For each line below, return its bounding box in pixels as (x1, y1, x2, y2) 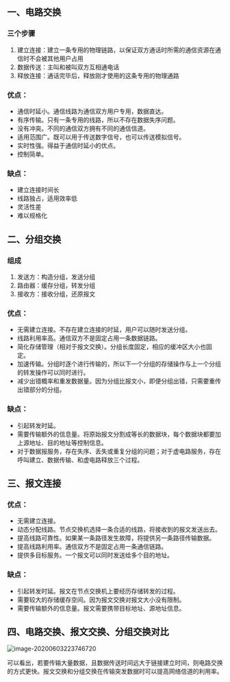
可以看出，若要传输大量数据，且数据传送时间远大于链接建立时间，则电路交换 (7, 659, 223, 667)
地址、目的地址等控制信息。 (29, 438, 107, 447)
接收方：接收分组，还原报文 (16, 290, 96, 298)
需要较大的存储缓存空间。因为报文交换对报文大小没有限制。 (16, 596, 186, 604)
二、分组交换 (7, 233, 62, 245)
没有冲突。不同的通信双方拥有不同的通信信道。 (16, 124, 149, 132)
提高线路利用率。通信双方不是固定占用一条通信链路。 (16, 543, 168, 551)
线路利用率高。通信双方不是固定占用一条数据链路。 (16, 334, 162, 342)
